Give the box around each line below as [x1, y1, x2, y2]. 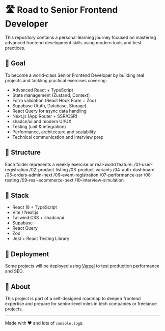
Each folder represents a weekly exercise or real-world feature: [5, 161, 133, 167]
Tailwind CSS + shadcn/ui [12, 215, 65, 221]
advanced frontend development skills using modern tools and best [5, 39, 141, 45]
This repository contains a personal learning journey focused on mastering [5, 34, 156, 40]
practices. [5, 45, 26, 51]
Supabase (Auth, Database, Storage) [12, 102, 87, 109]
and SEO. [5, 268, 24, 274]
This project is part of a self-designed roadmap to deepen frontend [5, 296, 141, 301]
